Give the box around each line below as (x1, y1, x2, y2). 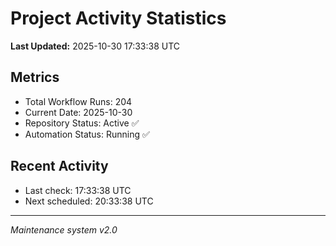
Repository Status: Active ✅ (24, 117, 140, 129)
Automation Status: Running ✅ (24, 128, 150, 140)
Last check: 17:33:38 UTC (24, 184, 132, 196)
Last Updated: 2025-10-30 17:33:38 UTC (10, 40, 181, 52)
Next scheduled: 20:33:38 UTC (24, 195, 154, 207)
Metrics (10, 69, 60, 86)
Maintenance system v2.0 (10, 223, 118, 236)
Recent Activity (10, 158, 109, 175)
